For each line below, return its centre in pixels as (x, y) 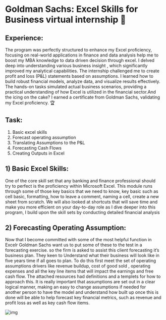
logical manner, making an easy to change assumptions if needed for (76, 287)
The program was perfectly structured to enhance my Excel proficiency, (79, 50)
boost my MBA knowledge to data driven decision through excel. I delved (80, 60)
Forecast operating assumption (44, 137)
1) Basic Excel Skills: (37, 169)
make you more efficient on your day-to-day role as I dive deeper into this (81, 207)
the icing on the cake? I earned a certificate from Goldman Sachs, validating (83, 97)
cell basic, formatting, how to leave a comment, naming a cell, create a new (82, 196)
